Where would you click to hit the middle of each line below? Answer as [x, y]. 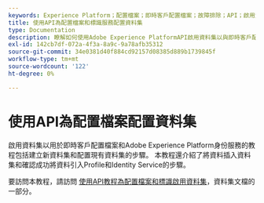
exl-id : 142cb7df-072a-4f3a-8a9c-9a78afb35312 [86, 45]
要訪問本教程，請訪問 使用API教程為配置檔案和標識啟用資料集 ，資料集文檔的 [132, 181]
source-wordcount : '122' [49, 67]
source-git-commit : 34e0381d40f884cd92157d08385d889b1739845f [112, 52]
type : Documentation [42, 30]
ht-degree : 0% [31, 74]
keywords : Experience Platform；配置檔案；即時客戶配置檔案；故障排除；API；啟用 [132, 15]
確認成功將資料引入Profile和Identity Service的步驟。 [106, 165]
